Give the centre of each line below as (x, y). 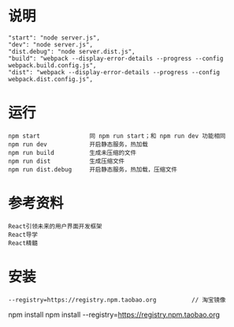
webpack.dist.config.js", (50, 79)
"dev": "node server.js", (50, 44)
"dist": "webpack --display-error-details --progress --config (114, 72)
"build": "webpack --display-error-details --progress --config (116, 58)
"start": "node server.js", (54, 38)
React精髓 (23, 243)
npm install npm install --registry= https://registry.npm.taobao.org (114, 314)
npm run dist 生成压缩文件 (66, 161)
